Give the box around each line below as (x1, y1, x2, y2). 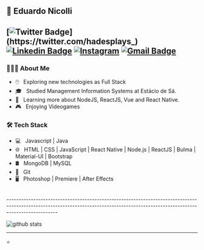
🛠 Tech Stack (6, 121, 48, 129)
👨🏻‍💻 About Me (6, 64, 50, 72)
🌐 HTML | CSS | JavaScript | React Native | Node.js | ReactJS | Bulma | (15, 146, 196, 153)
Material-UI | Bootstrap (15, 153, 73, 160)
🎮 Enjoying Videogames (15, 103, 80, 110)
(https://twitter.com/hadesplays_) (6, 36, 138, 46)
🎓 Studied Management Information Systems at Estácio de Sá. (15, 88, 177, 95)
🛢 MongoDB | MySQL (15, 159, 72, 167)
